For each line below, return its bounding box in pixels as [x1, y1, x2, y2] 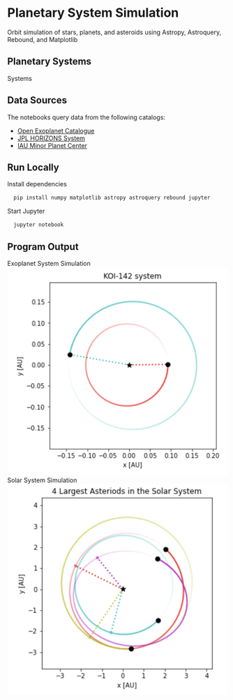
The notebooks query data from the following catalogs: [7, 113, 166, 121]
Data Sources [7, 94, 68, 106]
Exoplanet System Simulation [7, 259, 91, 267]
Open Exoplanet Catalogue [17, 126, 95, 135]
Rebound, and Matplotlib [7, 35, 78, 43]
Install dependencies [7, 180, 68, 188]
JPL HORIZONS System [17, 134, 86, 142]
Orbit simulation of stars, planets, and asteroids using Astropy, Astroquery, [7, 28, 222, 36]
